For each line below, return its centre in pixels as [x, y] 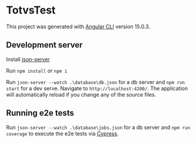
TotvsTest [31, 10]
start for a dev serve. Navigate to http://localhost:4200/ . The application [97, 88]
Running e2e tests [40, 113]
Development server [44, 45]
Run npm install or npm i [37, 71]
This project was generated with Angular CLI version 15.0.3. [78, 26]
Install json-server [28, 59]
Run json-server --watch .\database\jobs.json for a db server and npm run [98, 127]
